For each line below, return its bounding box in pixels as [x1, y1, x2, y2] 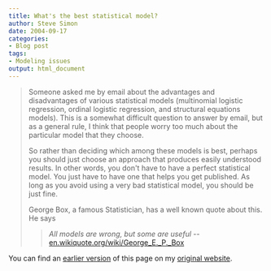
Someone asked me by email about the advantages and [28, 87, 216, 97]
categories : [8, 34, 49, 43]
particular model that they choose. [28, 130, 144, 140]
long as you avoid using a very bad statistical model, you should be [28, 180, 254, 190]
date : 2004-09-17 [8, 27, 68, 35]
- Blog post [8, 42, 49, 50]
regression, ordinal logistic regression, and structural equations [28, 104, 241, 114]
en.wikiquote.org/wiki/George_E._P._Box [48, 237, 185, 247]
